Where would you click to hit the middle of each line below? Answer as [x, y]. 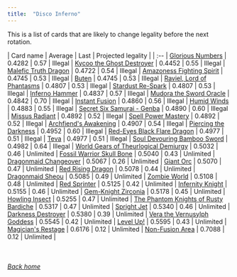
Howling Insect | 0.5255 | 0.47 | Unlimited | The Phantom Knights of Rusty [115, 199]
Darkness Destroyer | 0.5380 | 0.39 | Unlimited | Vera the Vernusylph [108, 214]
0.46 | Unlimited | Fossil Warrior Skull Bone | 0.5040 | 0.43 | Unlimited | [111, 153]
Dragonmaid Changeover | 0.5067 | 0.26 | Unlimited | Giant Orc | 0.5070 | [115, 161]
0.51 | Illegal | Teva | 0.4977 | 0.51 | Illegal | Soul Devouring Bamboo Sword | [118, 138]
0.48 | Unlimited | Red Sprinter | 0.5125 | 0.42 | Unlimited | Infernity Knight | [117, 184]
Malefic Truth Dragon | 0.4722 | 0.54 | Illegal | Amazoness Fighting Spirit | [115, 70]
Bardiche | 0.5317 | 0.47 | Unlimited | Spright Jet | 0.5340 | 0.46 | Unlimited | [119, 206]
